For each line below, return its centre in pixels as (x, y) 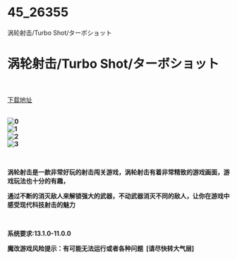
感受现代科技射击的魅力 (41, 205)
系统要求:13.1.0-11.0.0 (39, 233)
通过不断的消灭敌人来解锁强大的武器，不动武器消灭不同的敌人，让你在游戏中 (119, 195)
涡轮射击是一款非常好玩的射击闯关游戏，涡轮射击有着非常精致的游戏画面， (115, 172)
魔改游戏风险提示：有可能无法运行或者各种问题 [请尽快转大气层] (101, 248)
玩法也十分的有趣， (41, 181)
